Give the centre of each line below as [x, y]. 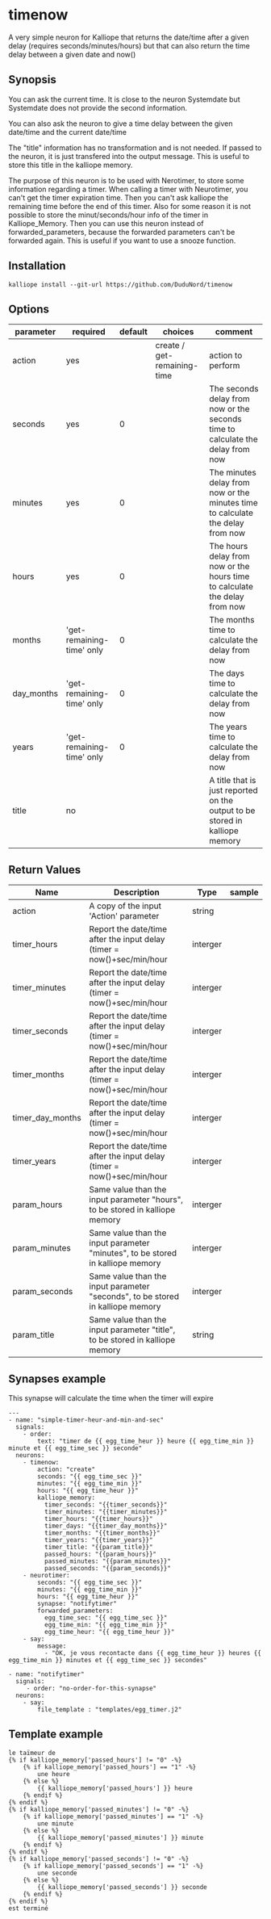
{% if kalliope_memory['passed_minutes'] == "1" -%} [113, 1816]
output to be [232, 811]
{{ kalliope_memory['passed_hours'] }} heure [115, 1788]
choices [178, 332]
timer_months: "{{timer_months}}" [102, 1533]
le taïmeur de [32, 1753]
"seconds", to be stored [134, 1297]
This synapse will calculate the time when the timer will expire [111, 1398]
